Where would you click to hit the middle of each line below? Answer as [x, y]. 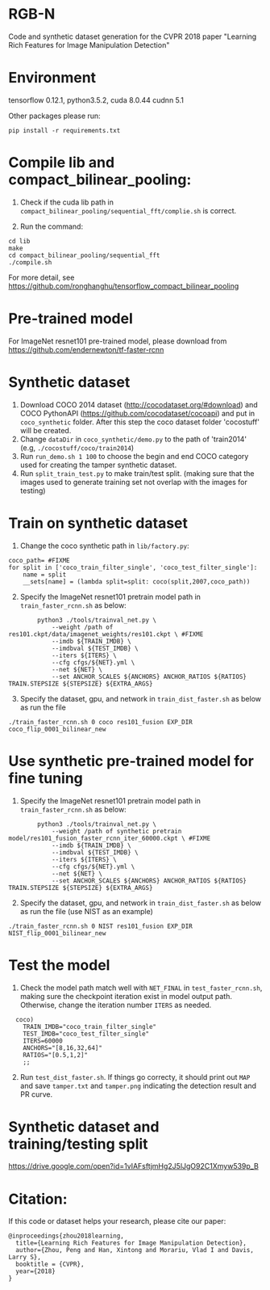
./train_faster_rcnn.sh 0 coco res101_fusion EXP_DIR [101, 722]
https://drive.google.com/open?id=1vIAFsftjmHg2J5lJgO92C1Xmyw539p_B [134, 1166]
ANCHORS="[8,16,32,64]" [63, 1048]
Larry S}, [25, 1258]
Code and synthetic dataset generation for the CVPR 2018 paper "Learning [133, 36]
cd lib [19, 241]
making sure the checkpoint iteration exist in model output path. [126, 996]
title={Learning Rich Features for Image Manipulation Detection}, [131, 1243]
